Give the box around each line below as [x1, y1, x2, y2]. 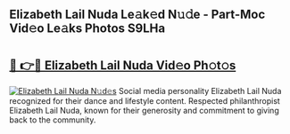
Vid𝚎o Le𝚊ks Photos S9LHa [9, 21, 166, 36]
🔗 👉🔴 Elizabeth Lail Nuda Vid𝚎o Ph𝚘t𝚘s [9, 58, 236, 73]
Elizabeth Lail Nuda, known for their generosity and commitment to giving [9, 106, 279, 115]
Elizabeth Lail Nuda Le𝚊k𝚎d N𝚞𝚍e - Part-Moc [9, 7, 266, 22]
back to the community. [9, 114, 96, 125]
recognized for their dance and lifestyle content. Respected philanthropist [9, 96, 281, 106]
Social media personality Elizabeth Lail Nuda [119, 86, 282, 96]
